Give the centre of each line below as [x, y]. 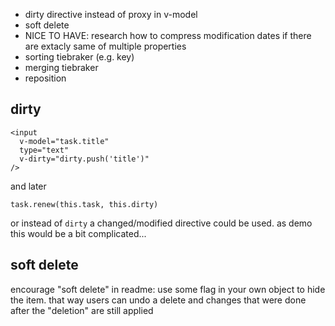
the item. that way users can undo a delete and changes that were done [158, 300]
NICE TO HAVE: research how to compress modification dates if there [168, 35]
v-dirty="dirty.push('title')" [84, 159]
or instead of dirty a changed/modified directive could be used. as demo [161, 223]
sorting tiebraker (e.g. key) [79, 57]
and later [28, 186]
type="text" [44, 150]
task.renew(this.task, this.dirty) [84, 204]
